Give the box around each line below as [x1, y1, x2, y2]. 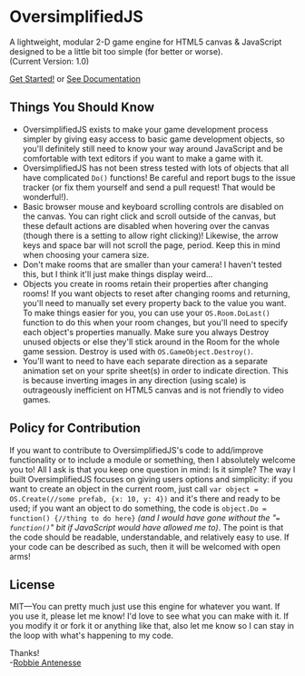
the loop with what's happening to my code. [9, 630, 174, 641]
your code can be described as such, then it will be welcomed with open [9, 541, 281, 552]
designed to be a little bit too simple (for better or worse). [9, 45, 224, 56]
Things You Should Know [9, 100, 155, 115]
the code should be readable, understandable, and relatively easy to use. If [9, 532, 290, 542]
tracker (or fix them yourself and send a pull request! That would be [22, 182, 276, 193]
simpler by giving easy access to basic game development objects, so [22, 134, 286, 144]
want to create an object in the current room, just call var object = [9, 483, 259, 494]
